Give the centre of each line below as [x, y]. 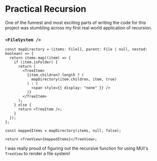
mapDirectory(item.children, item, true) [74, 79]
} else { [23, 105]
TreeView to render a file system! [38, 154]
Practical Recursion [46, 9]
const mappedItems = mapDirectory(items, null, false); [63, 131]
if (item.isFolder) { [36, 62]
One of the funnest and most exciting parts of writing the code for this [76, 23]
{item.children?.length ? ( [55, 75]
